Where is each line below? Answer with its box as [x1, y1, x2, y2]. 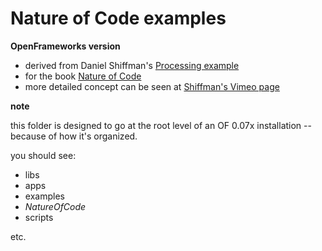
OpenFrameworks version [10, 40, 121, 52]
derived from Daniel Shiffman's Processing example [24, 59, 240, 71]
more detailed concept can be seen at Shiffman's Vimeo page [24, 80, 280, 92]
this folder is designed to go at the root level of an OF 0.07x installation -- [10, 119, 312, 131]
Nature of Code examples [10, 7, 227, 30]
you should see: [10, 149, 77, 161]
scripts [24, 211, 54, 223]
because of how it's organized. [10, 130, 138, 142]
